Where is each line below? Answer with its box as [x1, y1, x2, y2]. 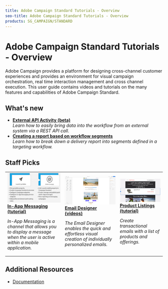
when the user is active [7, 234, 55, 240]
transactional [119, 223, 147, 229]
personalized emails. [64, 241, 107, 247]
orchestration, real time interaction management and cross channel [5, 79, 143, 85]
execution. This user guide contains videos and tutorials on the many [5, 84, 147, 90]
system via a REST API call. [12, 128, 69, 134]
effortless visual [64, 231, 98, 237]
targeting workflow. [12, 144, 53, 150]
